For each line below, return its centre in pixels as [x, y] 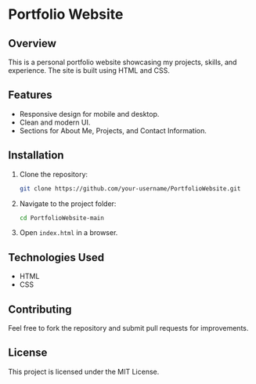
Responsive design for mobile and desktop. [89, 114]
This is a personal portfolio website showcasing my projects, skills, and [123, 62]
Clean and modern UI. [55, 122]
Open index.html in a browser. [69, 233]
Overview [32, 43]
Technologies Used [56, 257]
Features [30, 95]
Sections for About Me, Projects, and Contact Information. [113, 130]
